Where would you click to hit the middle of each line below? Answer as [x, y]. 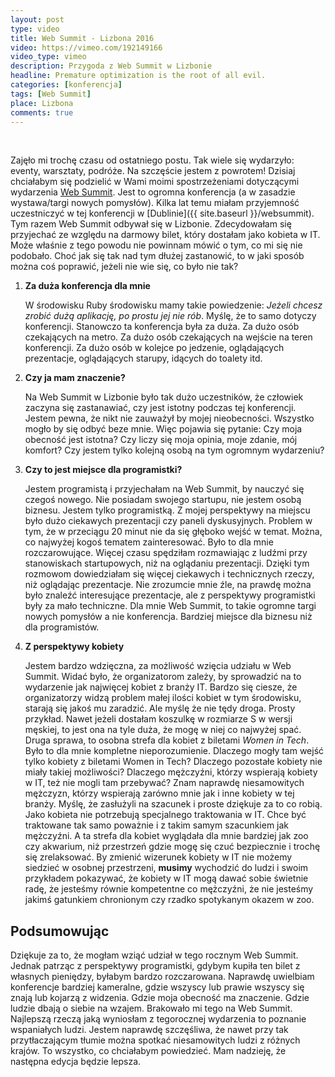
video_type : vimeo [48, 57]
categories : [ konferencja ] [66, 85]
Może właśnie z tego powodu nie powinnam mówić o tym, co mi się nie [156, 245]
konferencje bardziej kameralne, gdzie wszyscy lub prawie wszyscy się [157, 987]
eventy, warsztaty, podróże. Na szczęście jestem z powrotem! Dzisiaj [153, 171]
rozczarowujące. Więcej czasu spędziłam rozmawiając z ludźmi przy [166, 553]
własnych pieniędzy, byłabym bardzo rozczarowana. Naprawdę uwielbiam [162, 977]
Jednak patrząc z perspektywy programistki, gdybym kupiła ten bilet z [155, 966]
